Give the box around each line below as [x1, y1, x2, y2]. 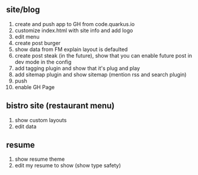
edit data [14, 123, 37, 130]
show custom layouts [14, 116, 67, 123]
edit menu [14, 33, 40, 40]
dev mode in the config [14, 58, 72, 65]
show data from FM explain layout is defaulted [14, 46, 128, 53]
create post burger [14, 39, 61, 46]
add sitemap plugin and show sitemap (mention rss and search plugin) [14, 71, 187, 78]
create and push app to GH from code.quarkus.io [14, 20, 135, 27]
